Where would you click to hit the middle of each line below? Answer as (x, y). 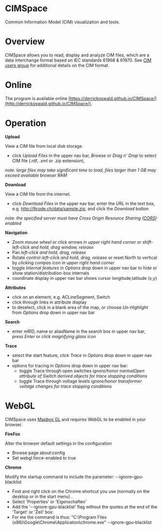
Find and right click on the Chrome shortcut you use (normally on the (81, 491)
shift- (148, 242)
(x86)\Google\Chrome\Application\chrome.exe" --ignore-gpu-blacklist (82, 522)
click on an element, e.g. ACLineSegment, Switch (61, 297)
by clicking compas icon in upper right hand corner (63, 262)
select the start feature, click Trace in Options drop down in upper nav (82, 355)
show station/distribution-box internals (51, 273)
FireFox (13, 434)
